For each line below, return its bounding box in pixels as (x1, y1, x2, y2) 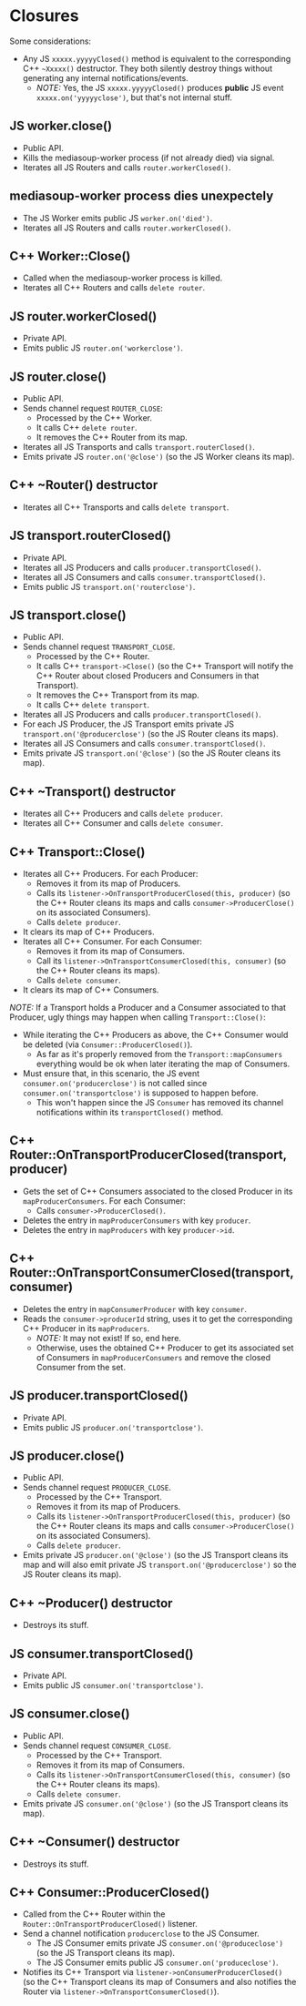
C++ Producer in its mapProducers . (22, 1322, 150, 1334)
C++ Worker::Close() (9, 248, 131, 264)
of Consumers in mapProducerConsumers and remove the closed (36, 1351, 271, 1362)
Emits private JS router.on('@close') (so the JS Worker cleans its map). (22, 452, 295, 462)
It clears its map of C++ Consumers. (22, 984, 159, 995)
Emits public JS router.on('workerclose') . (22, 342, 184, 353)
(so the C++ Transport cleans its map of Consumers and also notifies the (22, 1977, 297, 1988)
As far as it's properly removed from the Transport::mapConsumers (36, 1049, 283, 1060)
